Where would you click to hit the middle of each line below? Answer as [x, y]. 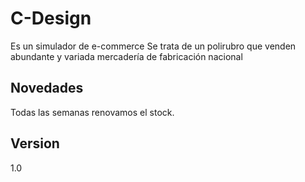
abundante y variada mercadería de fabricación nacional [126, 56]
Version [35, 143]
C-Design [51, 18]
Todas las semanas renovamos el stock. [92, 112]
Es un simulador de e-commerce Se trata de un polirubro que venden [153, 46]
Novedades [47, 88]
